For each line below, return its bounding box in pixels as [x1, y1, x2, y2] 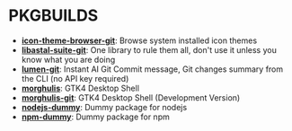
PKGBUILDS [8, 5, 99, 26]
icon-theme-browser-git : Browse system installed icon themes [21, 35, 258, 46]
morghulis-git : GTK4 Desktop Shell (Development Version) [21, 92, 241, 103]
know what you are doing [21, 54, 116, 65]
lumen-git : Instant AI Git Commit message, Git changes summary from [21, 64, 284, 74]
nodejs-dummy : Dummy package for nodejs [21, 101, 188, 112]
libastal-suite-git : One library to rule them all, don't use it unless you [21, 44, 278, 55]
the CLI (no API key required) [21, 73, 129, 83]
